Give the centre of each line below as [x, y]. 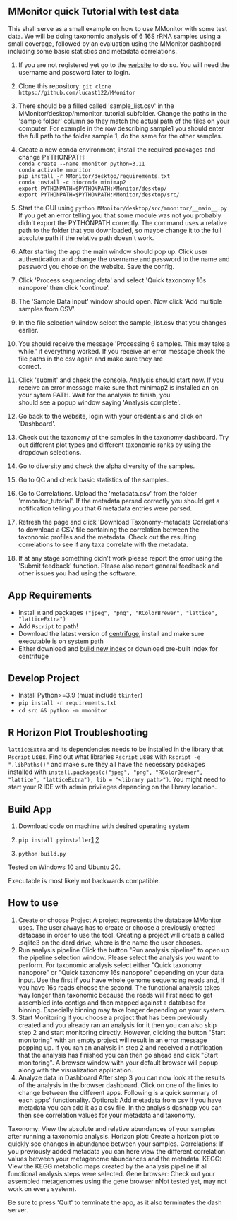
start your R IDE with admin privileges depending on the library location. [113, 787]
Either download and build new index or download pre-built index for [118, 648]
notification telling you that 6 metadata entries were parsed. [105, 508]
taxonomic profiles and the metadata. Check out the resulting [107, 537]
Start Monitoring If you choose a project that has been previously [113, 1017]
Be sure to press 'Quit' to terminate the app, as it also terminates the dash [115, 1202]
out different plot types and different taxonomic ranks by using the [115, 445]
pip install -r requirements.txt [67, 703]
